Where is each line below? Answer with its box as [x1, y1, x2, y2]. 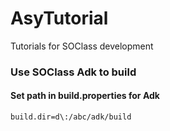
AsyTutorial [10, 7, 109, 30]
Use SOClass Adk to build [10, 65, 137, 79]
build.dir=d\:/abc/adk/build [10, 112, 132, 122]
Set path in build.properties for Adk [10, 90, 160, 102]
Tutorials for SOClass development [10, 40, 154, 52]
